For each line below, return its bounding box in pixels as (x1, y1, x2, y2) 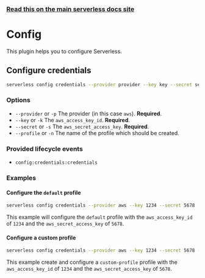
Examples (6, 174, 37, 182)
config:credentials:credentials (15, 159, 98, 166)
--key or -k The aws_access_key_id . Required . (15, 116, 130, 123)
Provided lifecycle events (6, 144, 84, 153)
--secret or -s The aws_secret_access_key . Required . (15, 123, 149, 130)
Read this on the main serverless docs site (6, 5, 135, 13)
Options (6, 96, 31, 104)
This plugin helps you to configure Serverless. (6, 48, 122, 55)
